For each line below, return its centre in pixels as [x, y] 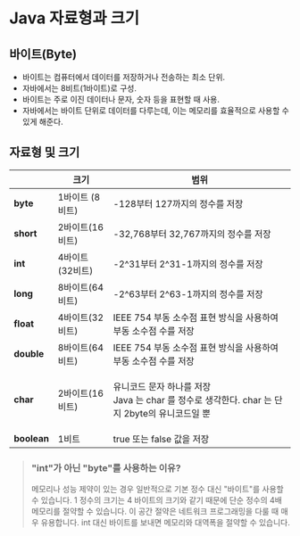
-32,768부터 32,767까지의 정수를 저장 [192, 234]
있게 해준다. [43, 122]
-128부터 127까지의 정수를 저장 [178, 203]
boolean [31, 438]
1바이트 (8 [79, 197]
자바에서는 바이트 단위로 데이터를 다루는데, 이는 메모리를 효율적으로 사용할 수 [156, 111]
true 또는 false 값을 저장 [161, 439]
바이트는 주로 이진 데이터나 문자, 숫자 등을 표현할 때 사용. [121, 99]
